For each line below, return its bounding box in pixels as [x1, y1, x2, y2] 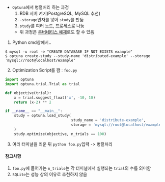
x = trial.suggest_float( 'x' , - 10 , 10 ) [14, 95, 96, 100]
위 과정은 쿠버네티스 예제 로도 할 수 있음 [19, 29, 95, 35]
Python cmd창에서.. [12, 39, 52, 45]
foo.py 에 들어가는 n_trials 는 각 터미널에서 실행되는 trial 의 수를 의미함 [12, 165, 151, 171]
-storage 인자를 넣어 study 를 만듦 [19, 17, 84, 22]
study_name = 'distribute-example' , [71, 118, 146, 123]
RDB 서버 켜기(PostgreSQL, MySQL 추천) [19, 10, 101, 16]
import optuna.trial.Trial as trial [5, 81, 80, 86]
